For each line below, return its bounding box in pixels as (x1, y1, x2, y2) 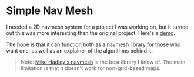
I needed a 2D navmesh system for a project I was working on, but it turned (6, 23, 189, 30)
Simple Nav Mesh (6, 4, 93, 17)
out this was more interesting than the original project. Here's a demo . (6, 29, 175, 36)
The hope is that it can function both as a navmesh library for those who (6, 41, 181, 48)
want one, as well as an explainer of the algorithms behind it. (6, 47, 153, 54)
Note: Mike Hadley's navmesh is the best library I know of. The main (20, 58, 186, 65)
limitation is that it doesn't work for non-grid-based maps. (20, 64, 161, 71)
